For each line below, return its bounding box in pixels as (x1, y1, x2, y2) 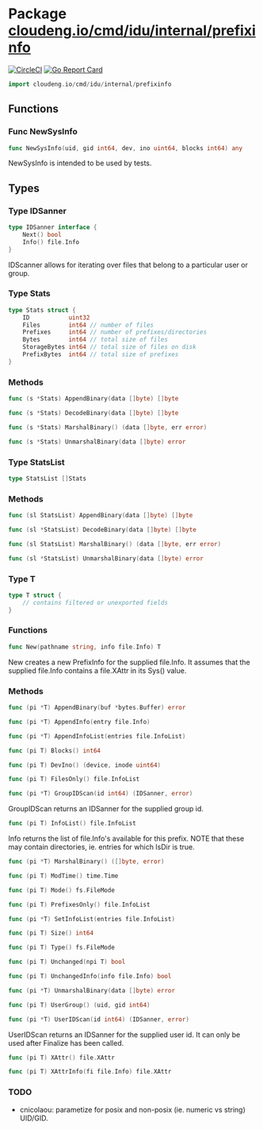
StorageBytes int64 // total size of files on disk (22, 343, 196, 351)
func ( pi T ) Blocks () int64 (8, 746, 101, 755)
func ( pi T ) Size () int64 (8, 929, 93, 938)
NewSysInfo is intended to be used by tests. (8, 158, 152, 168)
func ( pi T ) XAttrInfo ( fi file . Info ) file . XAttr (8, 1068, 172, 1076)
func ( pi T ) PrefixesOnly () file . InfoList (8, 900, 151, 908)
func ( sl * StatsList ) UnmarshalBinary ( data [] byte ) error (8, 554, 204, 563)
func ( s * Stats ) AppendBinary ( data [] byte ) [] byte (8, 395, 179, 403)
